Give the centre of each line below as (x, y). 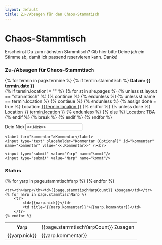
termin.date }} (20, 86)
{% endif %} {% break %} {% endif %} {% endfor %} (59, 117)
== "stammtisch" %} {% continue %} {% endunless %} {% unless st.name (80, 96)
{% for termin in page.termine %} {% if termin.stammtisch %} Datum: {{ (78, 80)
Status (13, 171)
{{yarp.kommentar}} (64, 236)
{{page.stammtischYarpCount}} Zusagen (88, 227)
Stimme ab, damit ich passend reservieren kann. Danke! (61, 57)
